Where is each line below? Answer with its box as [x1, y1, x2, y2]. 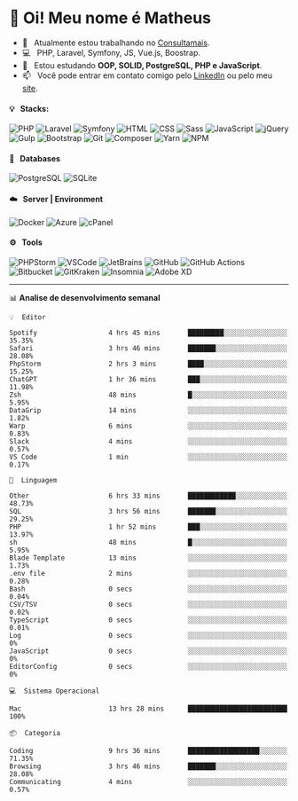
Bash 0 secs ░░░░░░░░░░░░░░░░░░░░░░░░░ [9, 585, 288, 593]
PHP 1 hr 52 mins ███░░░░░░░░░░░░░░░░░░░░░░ [9, 522, 288, 531]
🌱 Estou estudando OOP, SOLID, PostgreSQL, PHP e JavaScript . [21, 59, 263, 70]
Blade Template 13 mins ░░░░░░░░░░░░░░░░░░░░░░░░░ [9, 554, 288, 562]
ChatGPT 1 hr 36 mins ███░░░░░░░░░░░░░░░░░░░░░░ [9, 374, 288, 384]
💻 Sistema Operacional [9, 687, 100, 695]
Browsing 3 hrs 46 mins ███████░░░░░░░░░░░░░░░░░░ [9, 762, 288, 771]
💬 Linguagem [9, 475, 58, 484]
